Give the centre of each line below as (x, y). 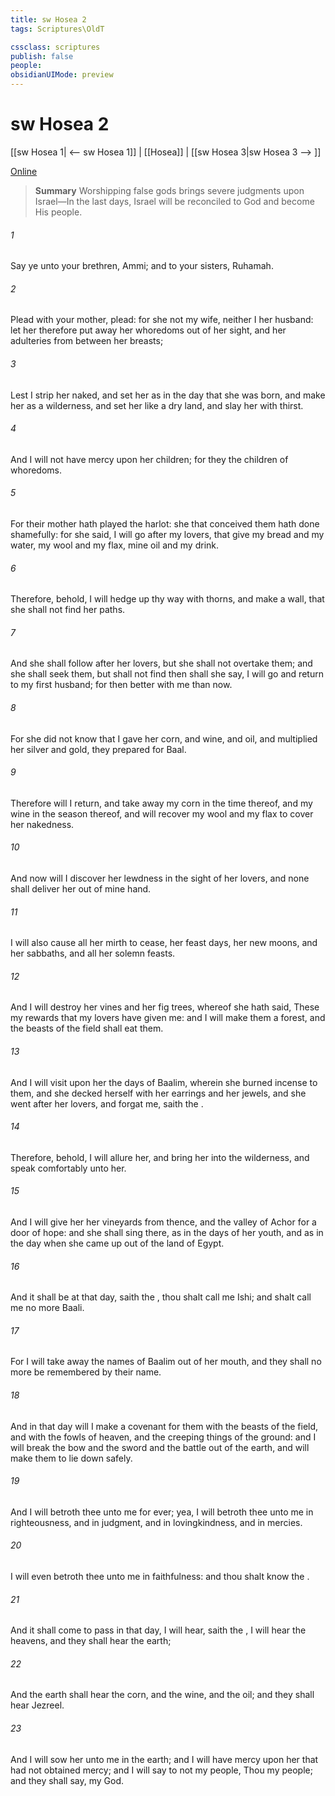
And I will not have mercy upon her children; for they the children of (149, 459)
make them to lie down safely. (71, 1458)
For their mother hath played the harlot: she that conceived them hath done (165, 523)
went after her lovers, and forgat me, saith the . (107, 1103)
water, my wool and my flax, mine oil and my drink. (115, 545)
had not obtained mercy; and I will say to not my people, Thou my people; (161, 1770)
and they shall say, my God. (67, 1780)
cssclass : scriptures (55, 47)
